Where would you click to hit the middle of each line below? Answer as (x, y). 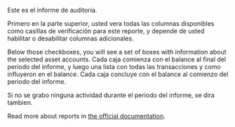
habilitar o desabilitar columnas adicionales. (70, 38)
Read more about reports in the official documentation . (87, 116)
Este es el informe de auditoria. (52, 10)
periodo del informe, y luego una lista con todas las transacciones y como (114, 67)
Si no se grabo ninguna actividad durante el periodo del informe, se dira (111, 95)
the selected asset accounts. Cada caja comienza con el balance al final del (117, 59)
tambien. (20, 103)
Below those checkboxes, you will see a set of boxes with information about (117, 52)
